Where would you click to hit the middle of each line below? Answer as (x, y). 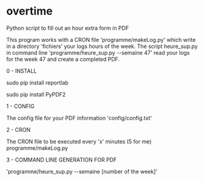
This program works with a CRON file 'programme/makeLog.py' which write (101, 39)
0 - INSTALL (22, 70)
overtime (29, 11)
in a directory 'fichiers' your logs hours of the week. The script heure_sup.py (102, 46)
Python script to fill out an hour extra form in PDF (68, 28)
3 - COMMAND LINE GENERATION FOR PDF (62, 160)
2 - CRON (19, 129)
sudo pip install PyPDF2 (36, 94)
